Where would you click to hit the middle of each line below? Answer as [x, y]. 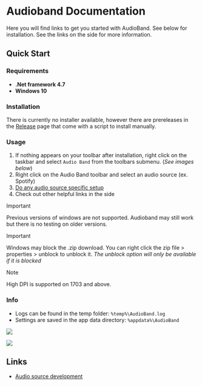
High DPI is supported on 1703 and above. [59, 284]
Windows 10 [31, 91]
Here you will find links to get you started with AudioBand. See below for [97, 28]
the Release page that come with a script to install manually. [81, 126]
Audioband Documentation [76, 11]
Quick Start [28, 54]
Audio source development [49, 376]
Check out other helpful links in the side [65, 194]
